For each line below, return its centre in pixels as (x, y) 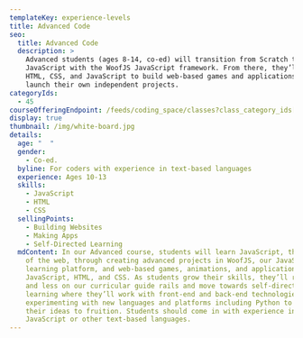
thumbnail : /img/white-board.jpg (72, 127)
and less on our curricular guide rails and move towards (137, 286)
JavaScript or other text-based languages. (109, 320)
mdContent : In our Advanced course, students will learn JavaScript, (151, 252)
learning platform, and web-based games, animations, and (137, 269)
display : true (36, 118)
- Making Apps (52, 235)
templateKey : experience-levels (70, 18)
